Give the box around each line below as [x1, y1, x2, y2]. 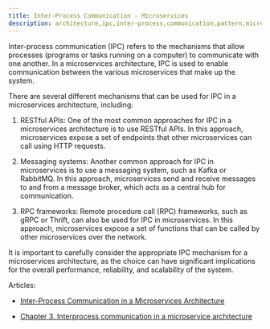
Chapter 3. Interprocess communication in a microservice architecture [19, 311, 253, 321]
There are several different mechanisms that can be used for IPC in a [8, 91, 236, 101]
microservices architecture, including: [8, 100, 134, 109]
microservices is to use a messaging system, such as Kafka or [19, 165, 227, 175]
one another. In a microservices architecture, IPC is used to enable [8, 58, 229, 68]
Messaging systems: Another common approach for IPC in [19, 156, 215, 166]
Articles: [8, 280, 36, 290]
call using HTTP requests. [19, 141, 106, 150]
